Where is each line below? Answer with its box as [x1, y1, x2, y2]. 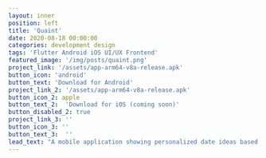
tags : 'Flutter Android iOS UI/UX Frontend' [8, 49, 158, 57]
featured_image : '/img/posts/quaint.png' [8, 57, 148, 65]
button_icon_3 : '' [8, 123, 69, 131]
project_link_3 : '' [8, 116, 73, 124]
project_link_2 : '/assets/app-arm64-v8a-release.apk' [8, 85, 191, 94]
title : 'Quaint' [8, 26, 62, 34]
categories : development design [8, 41, 115, 49]
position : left [8, 19, 59, 27]
